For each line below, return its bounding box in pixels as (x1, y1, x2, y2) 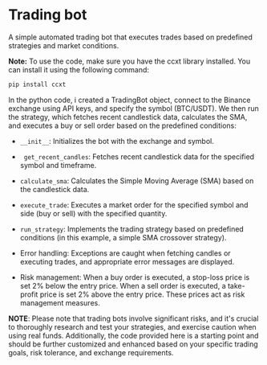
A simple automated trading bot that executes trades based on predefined (8, 32, 253, 42)
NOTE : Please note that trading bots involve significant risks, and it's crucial (8, 314, 259, 323)
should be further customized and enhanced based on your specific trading (8, 339, 258, 349)
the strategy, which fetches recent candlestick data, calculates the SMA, (8, 112, 248, 121)
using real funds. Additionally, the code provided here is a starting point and (8, 330, 259, 340)
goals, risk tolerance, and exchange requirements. (8, 347, 174, 357)
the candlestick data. (19, 184, 90, 194)
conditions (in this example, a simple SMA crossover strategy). (19, 232, 227, 242)
